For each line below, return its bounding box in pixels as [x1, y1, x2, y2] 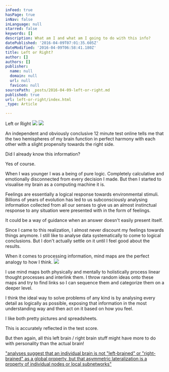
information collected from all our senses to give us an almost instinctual [5, 202, 157, 208]
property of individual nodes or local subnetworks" [5, 361, 112, 367]
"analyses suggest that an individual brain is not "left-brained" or [5, 350, 141, 356]
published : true [5, 92, 40, 97]
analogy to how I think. [5, 259, 53, 265]
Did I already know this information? [5, 151, 80, 157]
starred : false [5, 26, 38, 31]
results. [5, 243, 21, 249]
